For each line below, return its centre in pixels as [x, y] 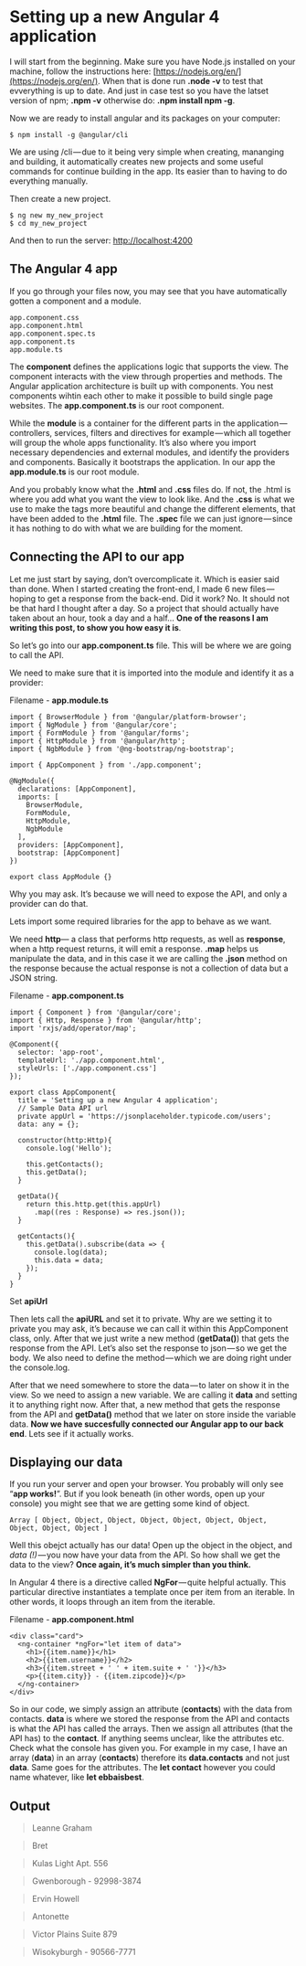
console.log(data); [70, 1252]
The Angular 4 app [63, 269]
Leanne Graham [62, 1828]
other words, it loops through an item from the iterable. [112, 1602]
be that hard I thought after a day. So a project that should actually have [144, 608]
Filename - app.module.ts [59, 700]
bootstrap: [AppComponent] [69, 853]
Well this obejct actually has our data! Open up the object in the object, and [151, 1546]
